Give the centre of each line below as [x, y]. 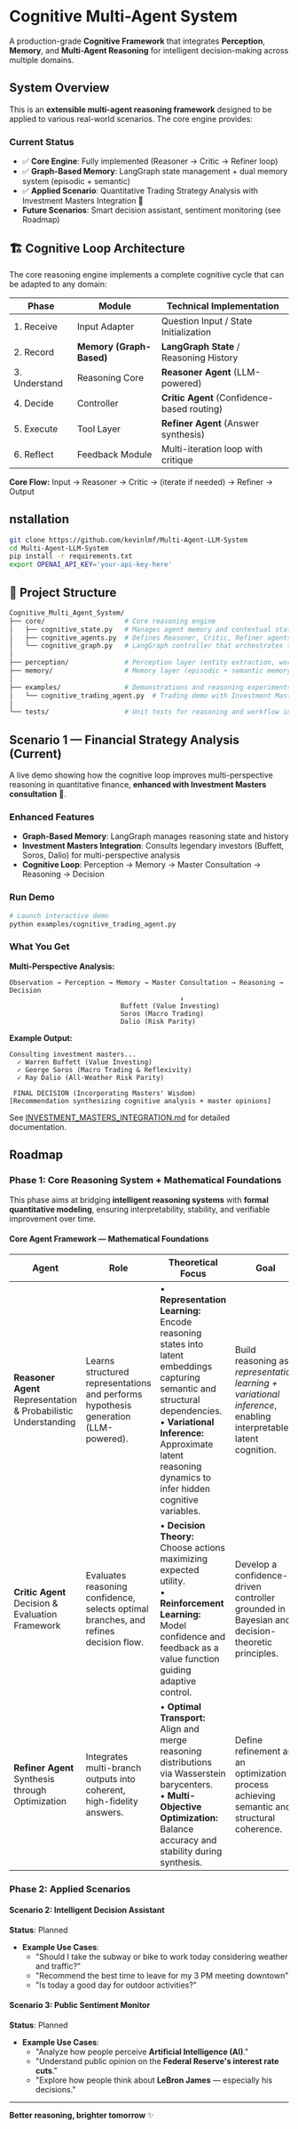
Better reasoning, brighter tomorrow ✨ [82, 2116]
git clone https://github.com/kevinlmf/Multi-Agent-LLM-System [129, 540]
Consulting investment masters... [73, 1054]
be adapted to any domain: [58, 284]
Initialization [186, 332]
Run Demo [32, 898]
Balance [177, 1828]
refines [100, 1631]
